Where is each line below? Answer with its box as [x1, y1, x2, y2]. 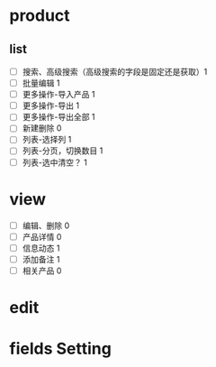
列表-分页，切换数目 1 [22, 145, 103, 156]
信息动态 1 [22, 243, 60, 253]
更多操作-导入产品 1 [22, 89, 95, 100]
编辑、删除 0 [22, 220, 70, 231]
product [9, 5, 70, 26]
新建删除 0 [22, 123, 62, 133]
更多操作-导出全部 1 [22, 112, 95, 123]
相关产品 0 [22, 265, 62, 276]
